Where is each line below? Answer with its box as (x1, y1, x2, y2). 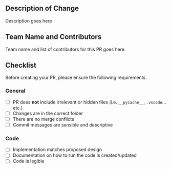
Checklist (5, 61, 37, 70)
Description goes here (5, 17, 52, 24)
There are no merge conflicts (12, 116, 74, 122)
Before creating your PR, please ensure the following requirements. (5, 74, 147, 81)
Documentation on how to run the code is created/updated (12, 152, 137, 158)
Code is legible (12, 158, 45, 164)
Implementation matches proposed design (12, 146, 102, 153)
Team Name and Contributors (5, 33, 102, 41)
